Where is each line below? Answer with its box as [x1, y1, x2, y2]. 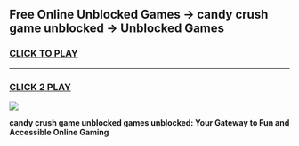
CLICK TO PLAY [9, 48, 78, 60]
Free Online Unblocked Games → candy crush [9, 7, 269, 22]
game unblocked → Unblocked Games [9, 21, 225, 36]
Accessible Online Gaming [9, 127, 109, 137]
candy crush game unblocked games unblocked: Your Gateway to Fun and [9, 117, 290, 127]
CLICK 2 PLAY [9, 81, 71, 93]
